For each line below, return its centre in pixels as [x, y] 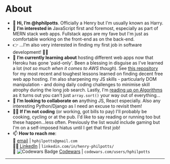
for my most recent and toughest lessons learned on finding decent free [88, 74]
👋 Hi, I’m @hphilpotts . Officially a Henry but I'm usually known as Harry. [88, 23]
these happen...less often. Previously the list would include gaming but [86, 122]
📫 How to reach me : [34, 133]
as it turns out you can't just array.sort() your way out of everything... [87, 95]
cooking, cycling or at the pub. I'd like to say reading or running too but [87, 117]
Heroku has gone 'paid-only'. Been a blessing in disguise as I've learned [88, 63]
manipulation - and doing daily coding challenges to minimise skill [81, 84]
